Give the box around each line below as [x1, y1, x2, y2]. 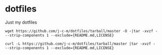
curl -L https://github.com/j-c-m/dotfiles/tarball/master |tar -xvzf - [5, 41, 156, 46]
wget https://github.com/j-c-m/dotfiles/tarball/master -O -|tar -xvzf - [5, 28, 158, 33]
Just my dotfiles [5, 19, 37, 25]
